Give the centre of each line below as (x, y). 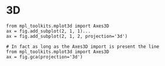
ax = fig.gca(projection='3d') (44, 57)
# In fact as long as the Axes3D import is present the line (83, 47)
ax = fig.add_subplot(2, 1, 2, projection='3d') (67, 36)
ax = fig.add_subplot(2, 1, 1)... (49, 31)
